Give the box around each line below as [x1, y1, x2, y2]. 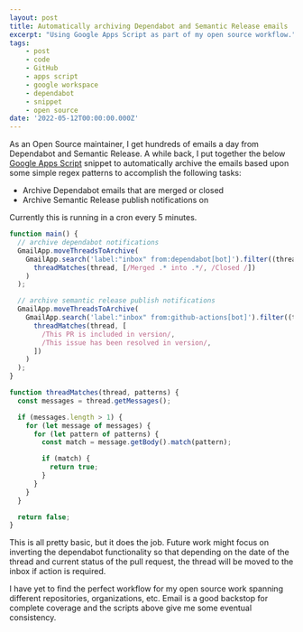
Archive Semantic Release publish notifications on [22, 195, 209, 206]
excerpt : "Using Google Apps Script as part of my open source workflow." [9, 30, 297, 39]
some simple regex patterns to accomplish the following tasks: [9, 168, 242, 179]
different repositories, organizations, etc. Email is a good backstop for [9, 593, 269, 604]
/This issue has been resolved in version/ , [41, 338, 212, 348]
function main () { [9, 229, 78, 239]
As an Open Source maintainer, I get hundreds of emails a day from [9, 139, 260, 150]
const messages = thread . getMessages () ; [17, 396, 171, 405]
